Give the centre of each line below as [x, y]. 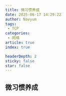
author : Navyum [21, 19]
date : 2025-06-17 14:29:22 [33, 15]
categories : [17, 33]
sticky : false [20, 61]
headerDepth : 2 [21, 56]
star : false [17, 66]
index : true [17, 47]
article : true [20, 43]
